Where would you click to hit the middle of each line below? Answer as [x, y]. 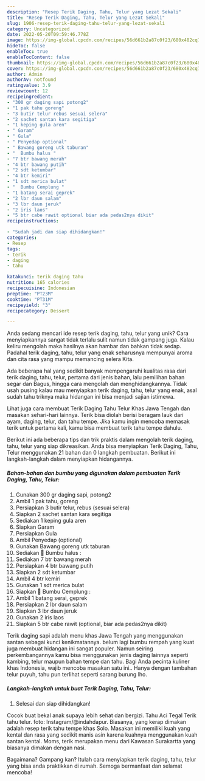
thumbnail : [21, 63]
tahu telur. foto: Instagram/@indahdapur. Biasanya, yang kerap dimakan [97, 722]
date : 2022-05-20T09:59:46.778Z [48, 35]
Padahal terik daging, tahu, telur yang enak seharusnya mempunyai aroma [100, 353]
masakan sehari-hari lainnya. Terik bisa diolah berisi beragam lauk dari [96, 415]
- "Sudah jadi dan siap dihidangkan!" [56, 232]
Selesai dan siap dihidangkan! [53, 704]
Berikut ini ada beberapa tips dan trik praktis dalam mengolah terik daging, [100, 440]
